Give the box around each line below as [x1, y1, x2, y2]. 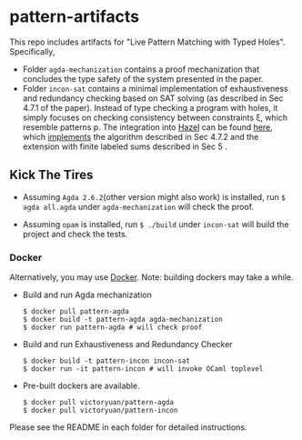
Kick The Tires [9, 167, 94, 183]
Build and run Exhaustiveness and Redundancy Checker [22, 339, 234, 350]
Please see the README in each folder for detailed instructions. [9, 422, 247, 433]
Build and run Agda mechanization [22, 289, 152, 301]
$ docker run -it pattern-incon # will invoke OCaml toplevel [22, 365, 264, 374]
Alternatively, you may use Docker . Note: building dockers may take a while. [9, 272, 294, 283]
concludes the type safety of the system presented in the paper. [22, 73, 264, 84]
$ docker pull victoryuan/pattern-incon [22, 406, 178, 415]
